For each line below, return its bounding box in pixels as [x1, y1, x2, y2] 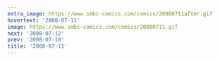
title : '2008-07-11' [7, 43, 68, 50]
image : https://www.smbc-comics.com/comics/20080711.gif [7, 23, 178, 30]
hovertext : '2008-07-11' [7, 17, 80, 24]
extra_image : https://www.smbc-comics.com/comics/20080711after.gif [7, 10, 213, 18]
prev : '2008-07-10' [7, 36, 65, 43]
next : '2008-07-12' [7, 29, 65, 37]
